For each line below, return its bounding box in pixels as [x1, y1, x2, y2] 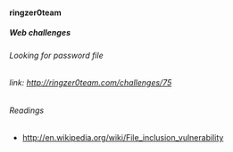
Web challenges [9, 28, 71, 38]
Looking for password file [9, 50, 104, 60]
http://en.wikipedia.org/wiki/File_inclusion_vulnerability [21, 132, 224, 143]
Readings [9, 105, 45, 116]
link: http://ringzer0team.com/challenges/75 [9, 77, 172, 88]
